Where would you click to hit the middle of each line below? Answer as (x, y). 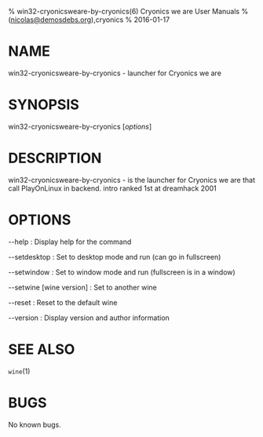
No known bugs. (35, 424)
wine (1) (19, 371)
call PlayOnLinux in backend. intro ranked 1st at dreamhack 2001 (113, 188)
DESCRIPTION (55, 158)
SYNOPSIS (44, 105)
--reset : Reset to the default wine (63, 302)
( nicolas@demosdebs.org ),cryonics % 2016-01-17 (89, 20)
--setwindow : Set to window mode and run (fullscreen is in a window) (122, 272)
